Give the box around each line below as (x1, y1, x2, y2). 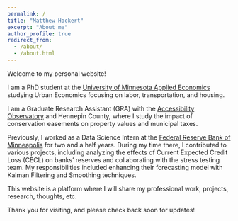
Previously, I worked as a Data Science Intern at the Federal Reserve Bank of (7, 132, 231, 142)
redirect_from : (7, 37, 52, 44)
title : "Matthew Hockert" (7, 17, 84, 24)
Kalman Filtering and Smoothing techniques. (7, 171, 137, 179)
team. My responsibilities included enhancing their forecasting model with (7, 163, 223, 171)
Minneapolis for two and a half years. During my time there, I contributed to (7, 140, 227, 149)
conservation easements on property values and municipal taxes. (7, 119, 198, 127)
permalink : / (7, 10, 46, 18)
